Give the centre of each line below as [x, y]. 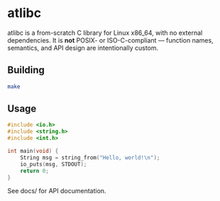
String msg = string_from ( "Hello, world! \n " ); [90, 158]
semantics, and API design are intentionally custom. [83, 48]
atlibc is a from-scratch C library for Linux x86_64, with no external [105, 33]
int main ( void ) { [33, 151]
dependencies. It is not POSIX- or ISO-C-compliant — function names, [111, 40]
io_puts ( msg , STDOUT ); [54, 164]
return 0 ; [35, 171]
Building [26, 70]
